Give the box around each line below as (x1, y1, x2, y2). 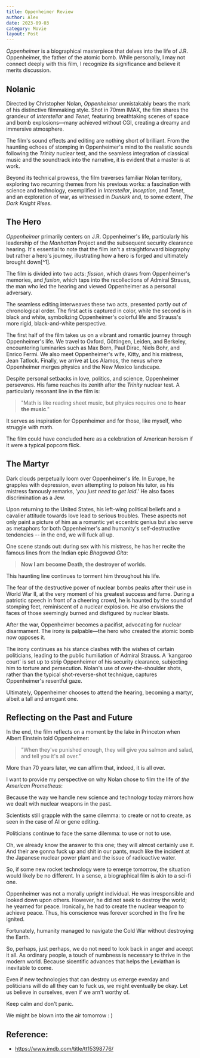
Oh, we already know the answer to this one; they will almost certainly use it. (6, 842, 195, 849)
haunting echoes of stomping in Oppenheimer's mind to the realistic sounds (6, 143, 193, 150)
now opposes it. (6, 634, 46, 641)
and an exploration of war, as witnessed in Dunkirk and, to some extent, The (6, 193, 193, 200)
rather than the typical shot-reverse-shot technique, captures (6, 671, 158, 678)
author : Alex (6, 14, 39, 20)
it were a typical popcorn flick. (6, 441, 81, 448)
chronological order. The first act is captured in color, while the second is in (6, 307, 192, 314)
